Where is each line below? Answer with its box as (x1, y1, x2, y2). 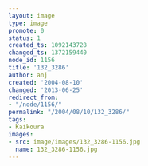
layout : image (8, 11, 56, 20)
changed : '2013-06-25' (8, 85, 84, 94)
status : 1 (8, 34, 41, 42)
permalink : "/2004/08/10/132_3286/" (8, 109, 130, 117)
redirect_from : (8, 93, 59, 101)
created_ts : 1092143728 (8, 41, 88, 49)
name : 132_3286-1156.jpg (15, 145, 98, 153)
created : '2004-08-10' (8, 78, 84, 86)
